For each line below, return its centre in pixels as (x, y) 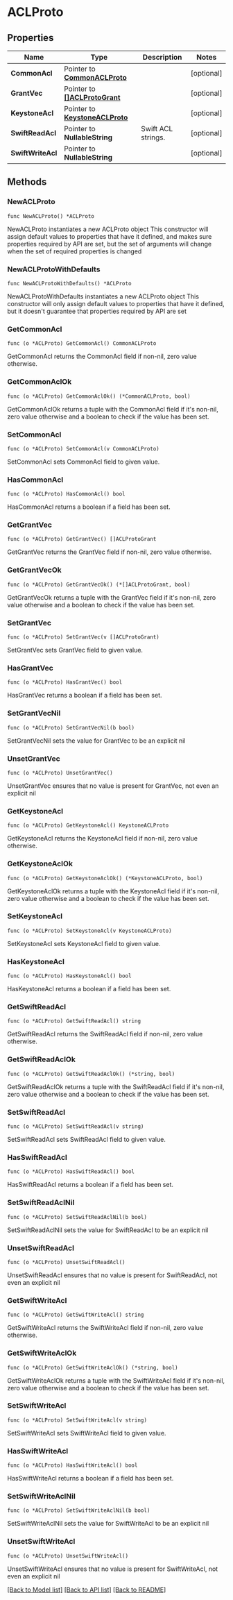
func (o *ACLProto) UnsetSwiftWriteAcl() (68, 1556)
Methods (27, 182)
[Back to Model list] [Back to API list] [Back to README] (87, 1590)
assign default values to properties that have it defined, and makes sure (110, 236)
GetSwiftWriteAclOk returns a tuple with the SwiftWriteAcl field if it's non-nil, (116, 1380)
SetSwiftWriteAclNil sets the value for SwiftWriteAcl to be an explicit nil (108, 1524)
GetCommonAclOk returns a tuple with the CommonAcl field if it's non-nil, (113, 409)
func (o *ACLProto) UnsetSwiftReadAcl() (67, 1262)
